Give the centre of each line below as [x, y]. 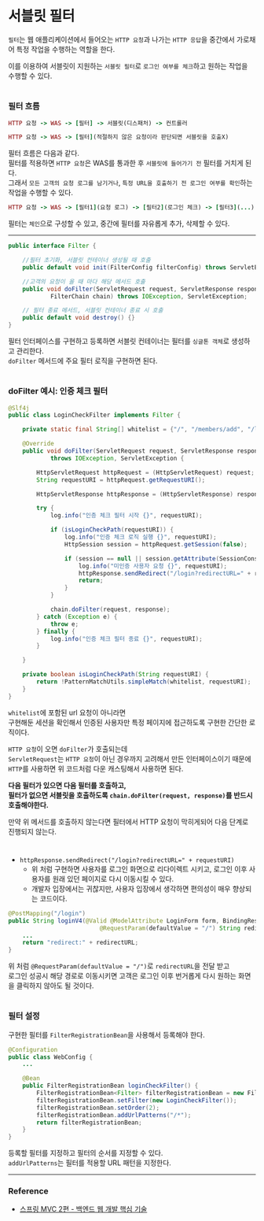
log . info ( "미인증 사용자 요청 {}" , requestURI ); [153, 566]
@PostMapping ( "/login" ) [47, 913]
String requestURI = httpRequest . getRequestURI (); [121, 480]
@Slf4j [19, 408]
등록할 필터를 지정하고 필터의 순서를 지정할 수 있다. [86, 1153]
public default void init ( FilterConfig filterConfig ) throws [124, 267]
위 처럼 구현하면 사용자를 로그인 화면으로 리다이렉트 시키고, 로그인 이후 [139, 869]
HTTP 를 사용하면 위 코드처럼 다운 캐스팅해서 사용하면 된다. [96, 768]
